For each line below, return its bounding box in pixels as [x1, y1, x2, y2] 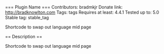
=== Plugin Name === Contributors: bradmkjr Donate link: [5, 4, 123, 10]
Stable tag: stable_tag [5, 15, 49, 20]
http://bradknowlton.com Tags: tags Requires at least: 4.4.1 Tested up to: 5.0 [5, 9, 160, 15]
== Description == [5, 34, 43, 39]
